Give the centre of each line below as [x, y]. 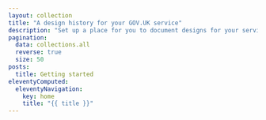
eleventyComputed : [38, 81]
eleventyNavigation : [49, 89]
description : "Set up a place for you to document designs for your [123, 30]
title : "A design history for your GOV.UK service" [95, 23]
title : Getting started [54, 74]
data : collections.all [53, 45]
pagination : [28, 37]
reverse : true [38, 52]
